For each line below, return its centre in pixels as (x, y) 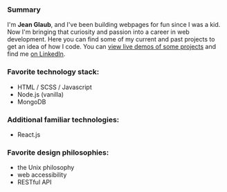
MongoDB (31, 102)
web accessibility (42, 175)
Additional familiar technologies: (63, 119)
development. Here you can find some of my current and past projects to (111, 39)
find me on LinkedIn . (36, 54)
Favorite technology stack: (53, 72)
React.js (29, 134)
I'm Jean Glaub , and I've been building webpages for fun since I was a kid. (114, 25)
